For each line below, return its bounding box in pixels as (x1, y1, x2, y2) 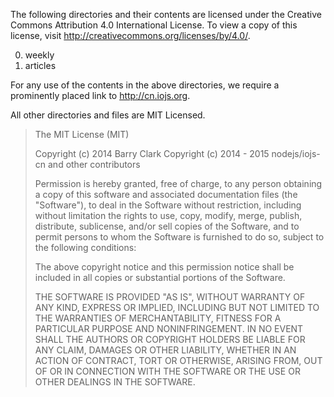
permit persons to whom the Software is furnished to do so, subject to (34, 231, 325, 243)
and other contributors (48, 159, 141, 170)
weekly (24, 49, 55, 61)
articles (24, 60, 57, 71)
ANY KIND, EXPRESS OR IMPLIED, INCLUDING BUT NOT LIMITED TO (34, 302, 320, 313)
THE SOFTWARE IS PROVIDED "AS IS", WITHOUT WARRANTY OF (34, 291, 306, 303)
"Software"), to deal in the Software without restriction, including (34, 199, 302, 211)
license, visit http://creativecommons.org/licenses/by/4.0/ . (10, 30, 251, 41)
